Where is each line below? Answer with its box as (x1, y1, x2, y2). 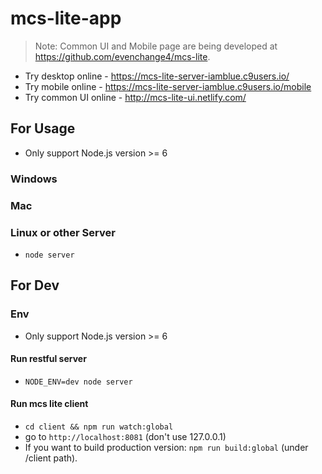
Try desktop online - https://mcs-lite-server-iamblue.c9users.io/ (24, 70, 290, 82)
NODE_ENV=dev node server (24, 377, 133, 387)
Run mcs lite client (10, 398, 89, 410)
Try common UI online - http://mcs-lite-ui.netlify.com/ (24, 91, 247, 103)
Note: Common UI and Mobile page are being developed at (34, 40, 278, 52)
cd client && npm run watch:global (24, 422, 174, 432)
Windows (10, 172, 58, 186)
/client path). (24, 452, 78, 464)
